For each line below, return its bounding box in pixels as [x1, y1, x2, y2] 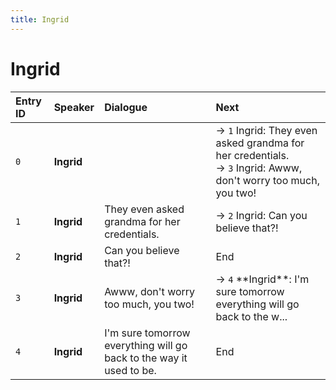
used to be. [104, 363, 157, 377]
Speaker [53, 100, 95, 114]
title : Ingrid [10, 14, 70, 25]
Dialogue [104, 100, 148, 114]
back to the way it [104, 351, 188, 365]
